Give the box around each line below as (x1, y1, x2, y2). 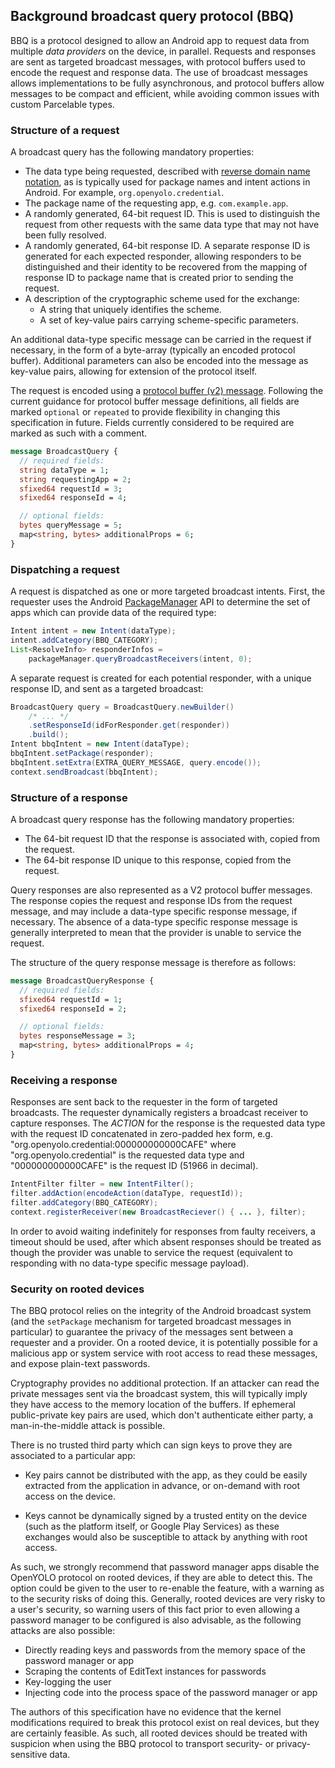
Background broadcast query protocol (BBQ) (10, 8, 295, 25)
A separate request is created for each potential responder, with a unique (10, 672, 312, 684)
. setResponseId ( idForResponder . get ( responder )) (28, 720, 230, 731)
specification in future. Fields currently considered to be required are (10, 417, 295, 429)
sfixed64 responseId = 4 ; (19, 493, 128, 503)
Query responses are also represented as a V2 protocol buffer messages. (10, 884, 313, 896)
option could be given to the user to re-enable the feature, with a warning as (10, 1582, 325, 1594)
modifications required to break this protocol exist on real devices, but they (10, 1717, 320, 1729)
